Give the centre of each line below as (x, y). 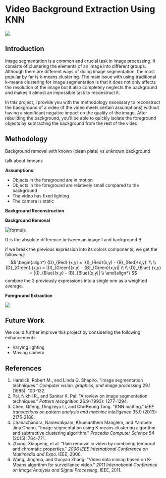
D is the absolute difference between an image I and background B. (74, 239)
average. (14, 286)
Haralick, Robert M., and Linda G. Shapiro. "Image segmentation (78, 380)
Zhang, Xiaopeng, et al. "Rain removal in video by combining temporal (83, 444)
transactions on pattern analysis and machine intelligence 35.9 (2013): (85, 412)
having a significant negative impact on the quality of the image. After (76, 112)
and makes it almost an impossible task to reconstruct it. (63, 93)
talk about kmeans (24, 161)
